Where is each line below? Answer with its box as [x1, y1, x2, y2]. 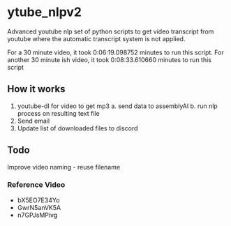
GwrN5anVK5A [17, 203, 61, 211]
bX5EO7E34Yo [17, 196, 60, 204]
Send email [17, 116, 50, 125]
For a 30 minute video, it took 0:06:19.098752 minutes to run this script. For [7, 48, 225, 56]
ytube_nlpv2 [7, 4, 82, 20]
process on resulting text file [17, 109, 100, 117]
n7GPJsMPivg [17, 211, 58, 219]
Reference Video [7, 180, 66, 190]
